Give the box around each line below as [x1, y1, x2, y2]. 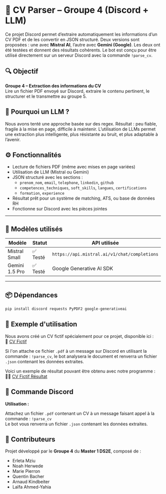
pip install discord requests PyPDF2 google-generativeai [5, 306, 127, 311]
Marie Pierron [12, 468, 41, 474]
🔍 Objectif [5, 67, 39, 76]
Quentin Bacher [12, 474, 44, 480]
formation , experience [19, 190, 65, 196]
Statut [32, 240, 47, 247]
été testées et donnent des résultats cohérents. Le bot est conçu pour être [5, 47, 157, 53]
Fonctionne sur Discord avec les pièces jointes [12, 206, 108, 212]
